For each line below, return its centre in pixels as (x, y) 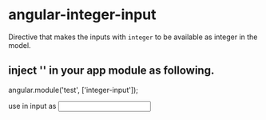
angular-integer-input (83, 15)
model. (20, 45)
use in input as (32, 106)
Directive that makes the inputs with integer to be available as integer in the (133, 37)
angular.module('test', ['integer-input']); (73, 90)
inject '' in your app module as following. (111, 71)
